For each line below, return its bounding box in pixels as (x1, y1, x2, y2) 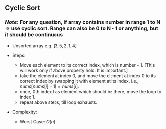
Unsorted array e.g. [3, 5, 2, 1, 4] (12, 42, 77, 49)
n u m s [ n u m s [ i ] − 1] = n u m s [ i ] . (19, 83, 79, 89)
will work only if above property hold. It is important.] (19, 67, 128, 73)
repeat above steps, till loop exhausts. (19, 99, 98, 105)
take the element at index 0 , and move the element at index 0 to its (19, 72, 156, 79)
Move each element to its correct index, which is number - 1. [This (19, 62, 155, 68)
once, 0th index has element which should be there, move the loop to (19, 88, 162, 94)
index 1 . (19, 94, 36, 100)
